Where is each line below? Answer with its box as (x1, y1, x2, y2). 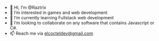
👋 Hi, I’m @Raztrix (9, 5, 47, 10)
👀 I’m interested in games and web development (9, 10, 108, 15)
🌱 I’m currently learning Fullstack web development (9, 15, 114, 20)
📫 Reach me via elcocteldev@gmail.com (9, 30, 94, 36)
